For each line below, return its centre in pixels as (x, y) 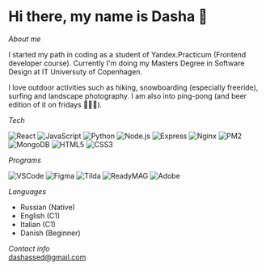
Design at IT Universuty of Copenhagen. (76, 71)
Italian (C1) (38, 224)
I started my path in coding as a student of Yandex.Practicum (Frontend (127, 54)
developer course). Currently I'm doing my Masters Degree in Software (127, 63)
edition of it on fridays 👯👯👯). (55, 104)
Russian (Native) (47, 207)
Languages (27, 191)
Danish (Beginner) (50, 233)
